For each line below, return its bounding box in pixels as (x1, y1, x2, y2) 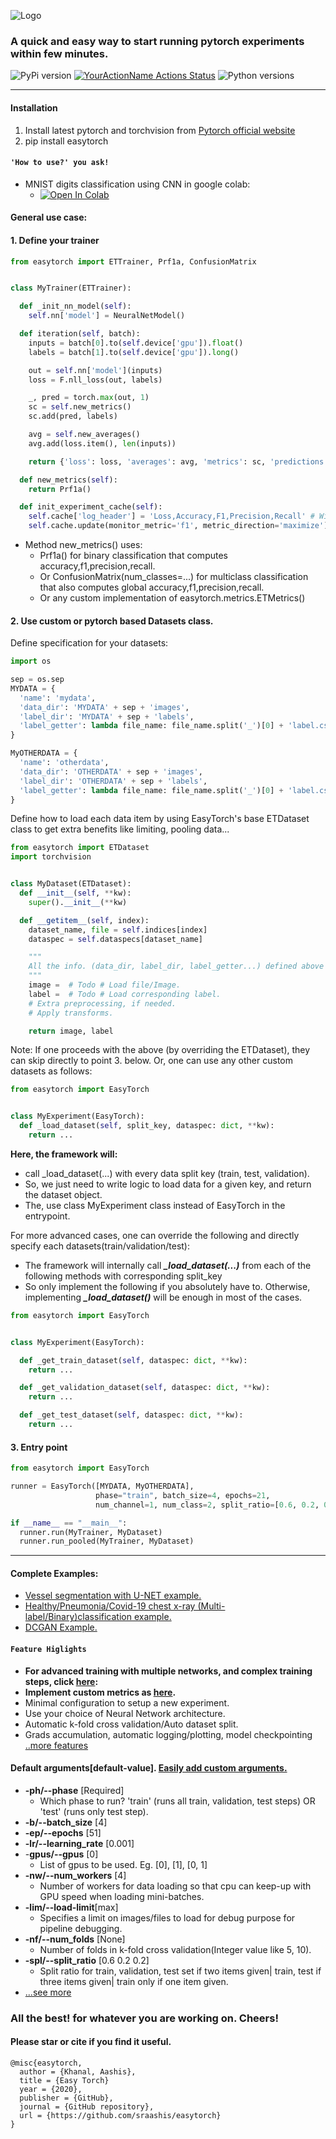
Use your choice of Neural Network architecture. (24, 1707, 226, 1719)
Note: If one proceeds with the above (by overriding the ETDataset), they (10, 1044, 311, 1056)
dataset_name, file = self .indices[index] (28, 925, 208, 935)
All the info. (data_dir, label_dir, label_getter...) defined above (28, 961, 325, 972)
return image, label (28, 1026, 114, 1036)
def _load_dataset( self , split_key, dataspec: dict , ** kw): (19, 1121, 275, 1131)
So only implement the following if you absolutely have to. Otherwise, (24, 1280, 311, 1292)
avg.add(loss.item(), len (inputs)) (28, 438, 177, 449)
